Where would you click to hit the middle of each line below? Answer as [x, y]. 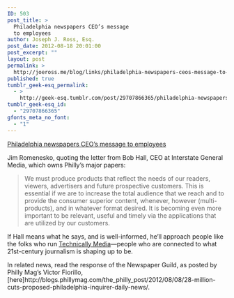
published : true [31, 79]
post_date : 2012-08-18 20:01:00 [54, 46]
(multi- [207, 200]
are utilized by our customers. [67, 223]
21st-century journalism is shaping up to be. [70, 251]
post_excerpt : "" [32, 53]
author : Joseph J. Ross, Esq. [51, 40]
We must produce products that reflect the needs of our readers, [117, 178]
